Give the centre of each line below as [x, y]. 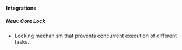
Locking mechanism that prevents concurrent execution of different [96, 36]
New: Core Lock [26, 21]
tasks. [22, 42]
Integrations [21, 8]
